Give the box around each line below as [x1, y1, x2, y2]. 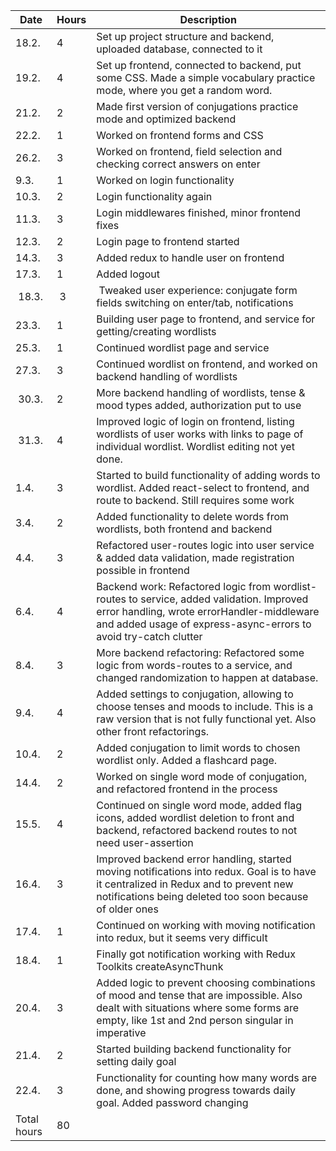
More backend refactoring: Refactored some [96, 646, 305, 659]
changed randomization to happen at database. [96, 671, 319, 684]
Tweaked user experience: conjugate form [98, 284, 298, 297]
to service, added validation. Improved [128, 592, 309, 606]
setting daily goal [96, 1055, 177, 1068]
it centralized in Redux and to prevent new [96, 877, 294, 891]
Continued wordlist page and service [96, 341, 270, 354]
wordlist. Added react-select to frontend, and [96, 481, 310, 494]
